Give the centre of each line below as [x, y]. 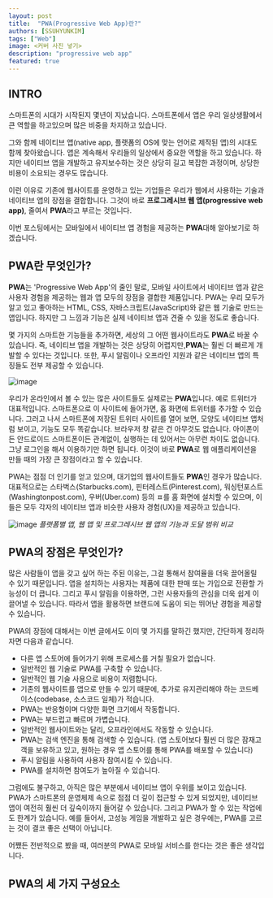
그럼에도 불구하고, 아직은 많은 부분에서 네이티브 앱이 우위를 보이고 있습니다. [128, 787]
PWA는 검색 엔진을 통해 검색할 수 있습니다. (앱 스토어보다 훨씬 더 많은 [130, 740]
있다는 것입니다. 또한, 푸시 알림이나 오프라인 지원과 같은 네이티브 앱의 [141, 355]
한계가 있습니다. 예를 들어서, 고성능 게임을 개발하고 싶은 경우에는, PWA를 [132, 818]
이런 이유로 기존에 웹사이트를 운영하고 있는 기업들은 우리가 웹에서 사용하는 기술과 [136, 190]
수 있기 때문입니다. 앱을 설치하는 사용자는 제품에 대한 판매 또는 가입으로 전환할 [132, 583]
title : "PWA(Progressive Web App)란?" [75, 24]
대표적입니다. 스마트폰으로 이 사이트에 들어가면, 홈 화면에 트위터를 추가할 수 [128, 408]
